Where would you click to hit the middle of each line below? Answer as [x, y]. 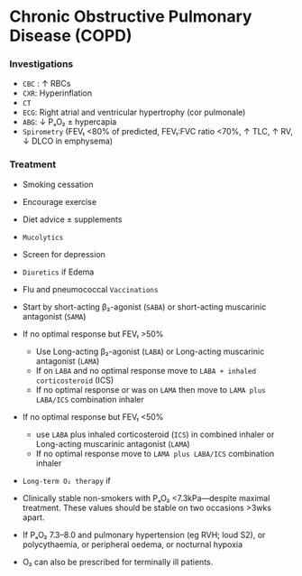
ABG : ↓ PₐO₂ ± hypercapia [69, 122]
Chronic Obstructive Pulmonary [131, 17]
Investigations [41, 64]
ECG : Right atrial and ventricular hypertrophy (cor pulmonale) [134, 112]
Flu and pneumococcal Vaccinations [90, 289]
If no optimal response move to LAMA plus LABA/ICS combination [155, 453]
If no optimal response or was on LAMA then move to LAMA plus [151, 389]
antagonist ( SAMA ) [54, 316]
